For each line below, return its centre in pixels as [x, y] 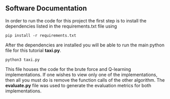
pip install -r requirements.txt [41, 35]
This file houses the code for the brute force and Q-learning [68, 69]
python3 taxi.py [22, 60]
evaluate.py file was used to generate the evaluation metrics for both [78, 85]
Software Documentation [46, 8]
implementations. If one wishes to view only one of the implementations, [81, 75]
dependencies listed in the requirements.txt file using [61, 26]
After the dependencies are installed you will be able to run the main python [85, 45]
